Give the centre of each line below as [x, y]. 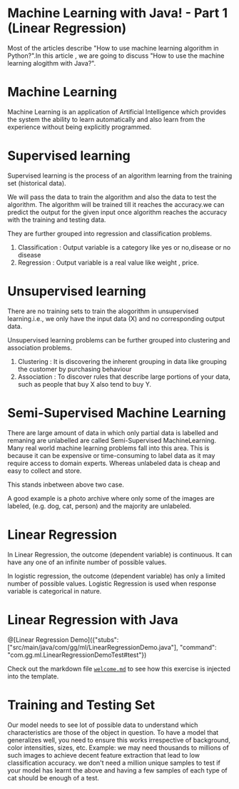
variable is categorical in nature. [55, 591]
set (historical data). [37, 183]
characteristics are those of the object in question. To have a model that [113, 732]
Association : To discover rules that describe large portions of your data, [124, 377]
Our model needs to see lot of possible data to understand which [103, 725]
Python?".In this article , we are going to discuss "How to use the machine [116, 56]
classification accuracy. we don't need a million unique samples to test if [114, 763]
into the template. [33, 676]
